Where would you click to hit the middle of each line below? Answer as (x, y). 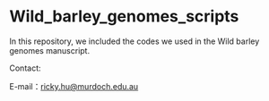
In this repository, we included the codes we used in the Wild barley (134, 41)
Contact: (26, 68)
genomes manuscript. (50, 50)
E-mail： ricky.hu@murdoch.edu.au (74, 86)
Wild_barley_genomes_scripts (124, 17)
